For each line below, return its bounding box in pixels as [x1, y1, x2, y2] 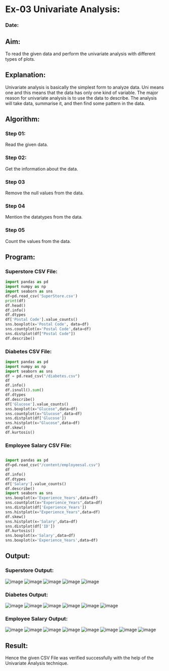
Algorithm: [5, 115, 40, 123]
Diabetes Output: [5, 591, 48, 598]
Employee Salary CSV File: [5, 442, 72, 449]
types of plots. [5, 56, 35, 62]
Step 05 [5, 227, 25, 234]
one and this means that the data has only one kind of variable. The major [5, 90, 158, 96]
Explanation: [5, 71, 46, 79]
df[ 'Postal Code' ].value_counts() [5, 317, 78, 322]
